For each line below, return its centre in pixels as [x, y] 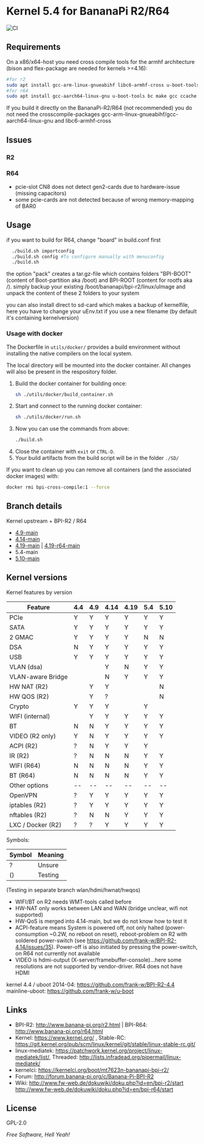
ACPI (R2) [24, 745]
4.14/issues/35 [33, 947]
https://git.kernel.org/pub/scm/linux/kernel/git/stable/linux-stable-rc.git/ [105, 1044]
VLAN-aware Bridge [39, 677]
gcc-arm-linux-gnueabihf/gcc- [140, 114]
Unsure [48, 865]
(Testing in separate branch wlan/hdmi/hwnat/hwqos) [73, 890]
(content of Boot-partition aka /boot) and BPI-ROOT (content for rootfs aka [100, 280]
